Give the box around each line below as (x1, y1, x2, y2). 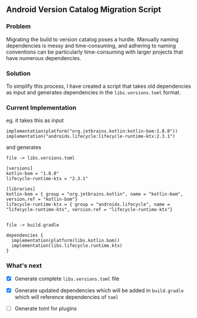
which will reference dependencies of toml (14, 293, 119, 300)
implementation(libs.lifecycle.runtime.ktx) (11, 243, 123, 249)
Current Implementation (6, 103, 77, 111)
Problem (6, 22, 31, 31)
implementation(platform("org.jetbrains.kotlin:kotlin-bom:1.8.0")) (6, 128, 178, 134)
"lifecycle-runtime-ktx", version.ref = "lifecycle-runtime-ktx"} (6, 207, 173, 213)
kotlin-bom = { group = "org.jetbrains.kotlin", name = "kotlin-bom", (6, 191, 183, 197)
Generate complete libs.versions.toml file (14, 275, 120, 282)
